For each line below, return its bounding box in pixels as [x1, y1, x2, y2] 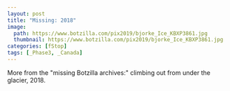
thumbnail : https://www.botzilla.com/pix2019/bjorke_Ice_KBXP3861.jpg [13, 36, 224, 43]
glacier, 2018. [7, 76, 46, 84]
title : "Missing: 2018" [7, 17, 77, 24]
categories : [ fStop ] [7, 43, 68, 50]
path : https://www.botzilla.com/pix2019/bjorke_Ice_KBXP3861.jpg [13, 29, 208, 37]
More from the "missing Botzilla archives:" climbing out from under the [7, 68, 211, 77]
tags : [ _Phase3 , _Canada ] [7, 50, 82, 57]
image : [7, 23, 27, 30]
